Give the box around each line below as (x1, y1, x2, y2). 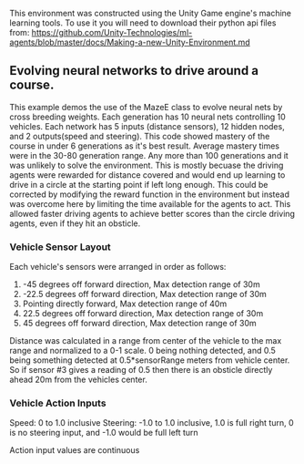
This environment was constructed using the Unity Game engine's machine (9, 8, 291, 18)
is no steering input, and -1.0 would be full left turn (9, 428, 198, 438)
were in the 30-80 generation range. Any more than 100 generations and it (9, 150, 289, 160)
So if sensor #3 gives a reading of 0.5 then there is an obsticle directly (9, 365, 273, 376)
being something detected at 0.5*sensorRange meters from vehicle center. (9, 355, 290, 366)
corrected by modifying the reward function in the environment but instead (9, 189, 289, 200)
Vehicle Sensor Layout (9, 241, 111, 253)
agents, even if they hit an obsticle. (9, 218, 141, 229)
